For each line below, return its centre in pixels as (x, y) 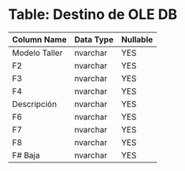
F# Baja (26, 155)
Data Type (94, 39)
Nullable (137, 39)
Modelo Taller (37, 53)
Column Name (39, 39)
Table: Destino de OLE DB (93, 15)
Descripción (35, 104)
